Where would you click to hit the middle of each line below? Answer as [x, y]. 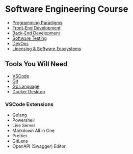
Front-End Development [36, 27]
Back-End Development [36, 33]
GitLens [20, 141]
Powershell [24, 120]
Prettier [20, 136]
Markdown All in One [33, 130]
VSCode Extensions [29, 104]
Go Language [26, 86]
